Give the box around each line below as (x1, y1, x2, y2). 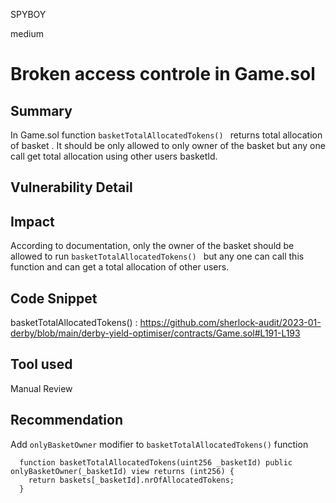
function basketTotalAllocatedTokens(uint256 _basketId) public (19, 457, 293, 468)
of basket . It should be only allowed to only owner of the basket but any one (10, 140, 326, 151)
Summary (10, 102, 73, 119)
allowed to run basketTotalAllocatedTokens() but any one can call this (10, 250, 305, 263)
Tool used (10, 356, 73, 373)
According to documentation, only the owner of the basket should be (10, 240, 295, 252)
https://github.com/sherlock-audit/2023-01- (139, 317, 322, 329)
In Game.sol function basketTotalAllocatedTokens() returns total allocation (10, 129, 323, 141)
